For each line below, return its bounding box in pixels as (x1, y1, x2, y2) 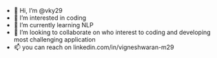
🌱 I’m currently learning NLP (13, 21, 94, 29)
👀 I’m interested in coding (13, 14, 87, 22)
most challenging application (13, 35, 96, 44)
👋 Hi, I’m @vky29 (13, 7, 63, 14)
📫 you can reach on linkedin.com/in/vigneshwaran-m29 (13, 43, 174, 51)
